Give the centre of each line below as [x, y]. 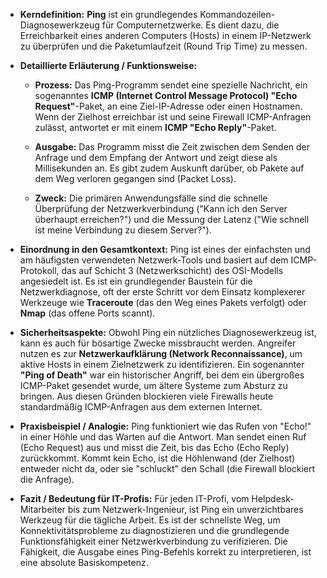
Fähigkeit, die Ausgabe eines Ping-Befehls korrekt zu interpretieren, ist [165, 552]
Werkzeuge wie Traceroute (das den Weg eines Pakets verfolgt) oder [163, 302]
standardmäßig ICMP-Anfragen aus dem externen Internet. [141, 407]
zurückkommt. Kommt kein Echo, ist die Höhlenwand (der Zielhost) [157, 458]
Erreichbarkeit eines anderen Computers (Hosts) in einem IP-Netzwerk [165, 35]
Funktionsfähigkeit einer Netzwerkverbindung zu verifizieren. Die [153, 541]
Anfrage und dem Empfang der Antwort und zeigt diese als [156, 157]
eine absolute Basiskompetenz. [84, 562]
